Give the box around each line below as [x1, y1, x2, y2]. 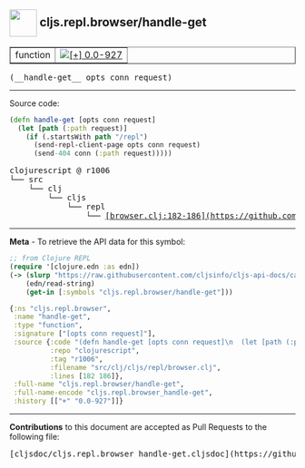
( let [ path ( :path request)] [17, 123, 128, 132]
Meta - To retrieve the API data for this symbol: [9, 237, 186, 248]
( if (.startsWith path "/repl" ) [25, 132, 148, 141]
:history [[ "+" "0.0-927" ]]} [13, 396, 124, 406]
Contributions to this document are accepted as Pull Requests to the [9, 422, 268, 433]
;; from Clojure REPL [9, 254, 92, 263]
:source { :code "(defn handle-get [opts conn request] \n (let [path [13, 337, 282, 347]
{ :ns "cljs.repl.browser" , [9, 304, 112, 313]
